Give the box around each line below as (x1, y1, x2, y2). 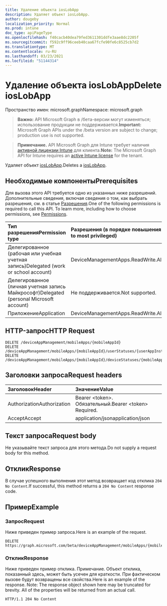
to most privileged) (71, 232, 117, 239)
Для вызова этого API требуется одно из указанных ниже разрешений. (5, 190, 157, 196)
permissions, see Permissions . (5, 211, 68, 217)
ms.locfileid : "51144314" (5, 58, 59, 63)
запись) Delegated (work (7, 263, 66, 269)
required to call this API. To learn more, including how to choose (5, 206, 137, 212)
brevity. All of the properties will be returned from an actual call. (5, 587, 136, 593)
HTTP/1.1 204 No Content (5, 597, 57, 602)
